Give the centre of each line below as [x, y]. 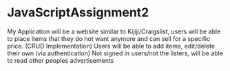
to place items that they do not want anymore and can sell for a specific [109, 38]
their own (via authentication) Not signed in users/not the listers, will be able [115, 53]
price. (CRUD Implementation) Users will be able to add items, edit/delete [111, 46]
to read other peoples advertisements [61, 60]
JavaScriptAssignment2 [78, 13]
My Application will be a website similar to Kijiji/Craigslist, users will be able [114, 31]
